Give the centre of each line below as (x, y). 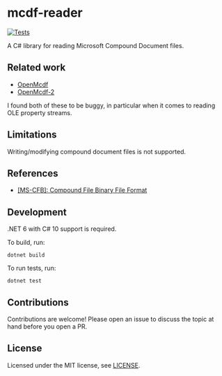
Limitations (32, 135)
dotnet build (26, 255)
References (33, 173)
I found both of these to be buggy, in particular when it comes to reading (111, 105)
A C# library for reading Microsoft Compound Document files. (96, 45)
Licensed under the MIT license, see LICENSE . (74, 365)
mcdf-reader (45, 13)
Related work (37, 68)
